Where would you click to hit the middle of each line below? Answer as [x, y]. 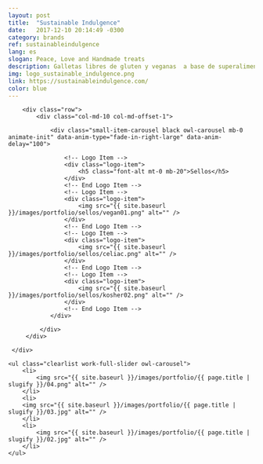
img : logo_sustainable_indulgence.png [71, 74]
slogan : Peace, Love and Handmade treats [77, 60]
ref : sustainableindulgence [54, 45]
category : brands [36, 37]
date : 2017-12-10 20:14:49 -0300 [66, 30]
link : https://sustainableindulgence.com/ [78, 81]
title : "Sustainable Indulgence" [65, 23]
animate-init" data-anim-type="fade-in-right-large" [96, 137]
